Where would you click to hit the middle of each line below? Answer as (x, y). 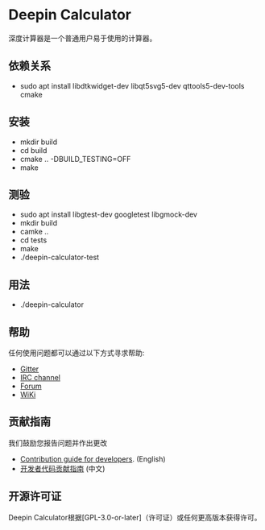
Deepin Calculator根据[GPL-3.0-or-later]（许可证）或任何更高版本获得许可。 (135, 517)
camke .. (34, 232)
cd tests (33, 240)
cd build (33, 150)
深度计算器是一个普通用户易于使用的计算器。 (83, 38)
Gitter (29, 369)
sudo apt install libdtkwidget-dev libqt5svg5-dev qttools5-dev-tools (132, 85)
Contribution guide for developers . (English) (93, 459)
